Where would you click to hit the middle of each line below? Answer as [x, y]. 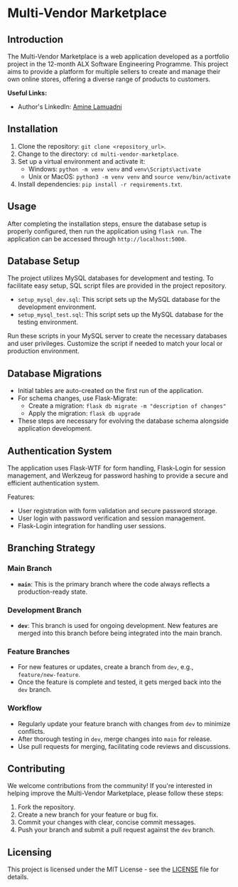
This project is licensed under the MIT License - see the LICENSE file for [113, 869]
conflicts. [31, 731]
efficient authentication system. [54, 483]
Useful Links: [27, 93]
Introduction [36, 40]
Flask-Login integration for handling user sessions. [92, 526]
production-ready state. [52, 592]
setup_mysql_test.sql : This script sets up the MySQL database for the [120, 315]
